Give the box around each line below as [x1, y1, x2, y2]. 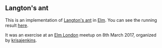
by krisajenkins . [5, 37, 37, 43]
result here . [5, 22, 29, 28]
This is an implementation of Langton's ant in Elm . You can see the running [5, 17, 157, 23]
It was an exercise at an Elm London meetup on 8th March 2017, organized [5, 32, 157, 38]
